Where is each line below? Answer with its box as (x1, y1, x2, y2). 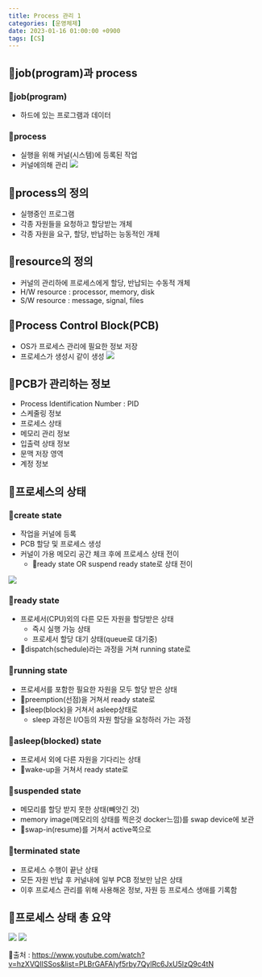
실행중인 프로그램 (19, 209, 75, 218)
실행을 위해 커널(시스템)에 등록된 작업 (19, 150, 138, 160)
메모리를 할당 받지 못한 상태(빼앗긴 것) (19, 804, 139, 814)
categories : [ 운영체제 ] (8, 19, 82, 27)
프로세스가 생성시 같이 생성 (19, 351, 105, 361)
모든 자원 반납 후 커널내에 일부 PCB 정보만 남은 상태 (19, 875, 183, 884)
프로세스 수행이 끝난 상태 (19, 864, 98, 875)
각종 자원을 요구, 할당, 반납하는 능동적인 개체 (19, 229, 160, 239)
